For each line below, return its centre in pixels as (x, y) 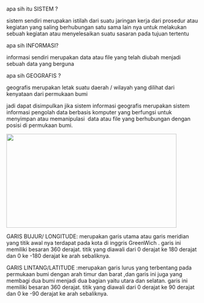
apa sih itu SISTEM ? (32, 9)
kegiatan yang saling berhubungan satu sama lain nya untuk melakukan (96, 27)
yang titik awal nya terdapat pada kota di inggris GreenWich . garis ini (94, 243)
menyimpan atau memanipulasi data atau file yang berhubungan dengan (99, 119)
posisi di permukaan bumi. (40, 125)
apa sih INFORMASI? (32, 46)
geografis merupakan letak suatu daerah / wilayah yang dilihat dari (90, 87)
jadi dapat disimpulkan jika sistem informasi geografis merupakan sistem (98, 106)
